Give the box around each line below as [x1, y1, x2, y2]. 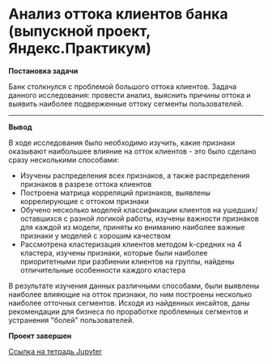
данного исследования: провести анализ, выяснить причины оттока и [8, 90, 251, 99]
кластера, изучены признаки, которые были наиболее [19, 248, 208, 257]
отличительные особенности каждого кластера [19, 265, 186, 275]
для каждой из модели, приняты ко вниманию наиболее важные [19, 222, 245, 231]
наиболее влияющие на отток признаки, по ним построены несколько [8, 289, 253, 299]
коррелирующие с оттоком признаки [19, 196, 150, 206]
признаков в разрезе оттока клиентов [19, 179, 152, 188]
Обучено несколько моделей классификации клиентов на [19, 205, 222, 214]
